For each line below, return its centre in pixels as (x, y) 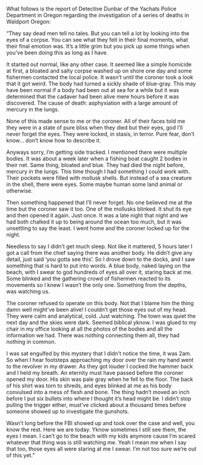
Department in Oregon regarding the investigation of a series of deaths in (98, 15)
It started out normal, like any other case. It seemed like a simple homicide (99, 64)
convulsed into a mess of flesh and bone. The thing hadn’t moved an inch (98, 392)
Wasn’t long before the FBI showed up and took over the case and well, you (101, 423)
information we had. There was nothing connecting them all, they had (93, 335)
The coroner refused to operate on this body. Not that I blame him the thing (100, 303)
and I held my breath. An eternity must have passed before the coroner (95, 373)
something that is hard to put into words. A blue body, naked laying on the (98, 265)
